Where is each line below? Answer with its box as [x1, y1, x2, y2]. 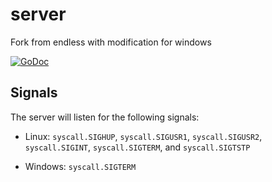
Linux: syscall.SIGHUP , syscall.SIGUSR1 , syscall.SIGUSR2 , [24, 130, 263, 142]
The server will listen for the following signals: [10, 111, 200, 123]
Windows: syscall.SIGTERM [24, 160, 137, 172]
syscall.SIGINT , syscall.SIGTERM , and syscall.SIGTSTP [24, 141, 251, 153]
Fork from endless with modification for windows [10, 36, 212, 48]
